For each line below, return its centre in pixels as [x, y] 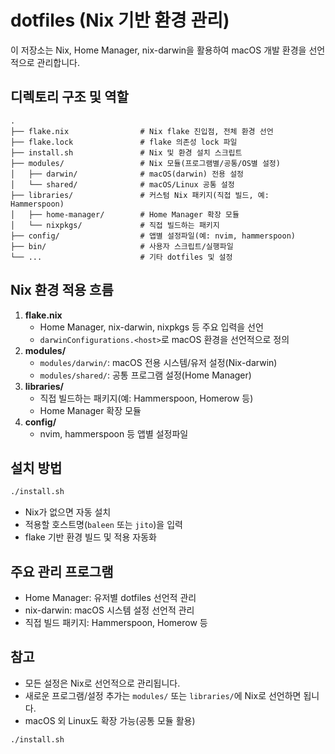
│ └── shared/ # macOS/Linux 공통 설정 [122, 184]
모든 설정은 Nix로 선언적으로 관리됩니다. [102, 683]
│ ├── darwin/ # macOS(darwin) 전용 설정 [127, 174]
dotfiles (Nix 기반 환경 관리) [120, 20]
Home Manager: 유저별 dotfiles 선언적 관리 [110, 598]
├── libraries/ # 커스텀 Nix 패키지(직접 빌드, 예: [140, 195]
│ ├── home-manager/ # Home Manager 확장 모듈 [125, 214]
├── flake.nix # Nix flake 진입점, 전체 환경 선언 [142, 131]
